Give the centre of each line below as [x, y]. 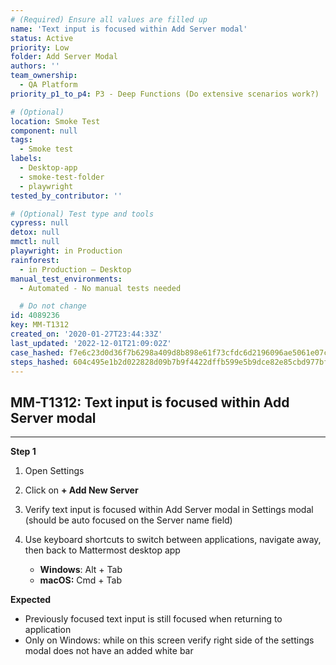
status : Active [42, 38]
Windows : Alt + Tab [81, 570]
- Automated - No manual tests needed [100, 288]
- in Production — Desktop [75, 269]
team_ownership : [44, 76]
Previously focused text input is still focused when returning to [153, 619]
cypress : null [40, 223]
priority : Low [40, 47]
